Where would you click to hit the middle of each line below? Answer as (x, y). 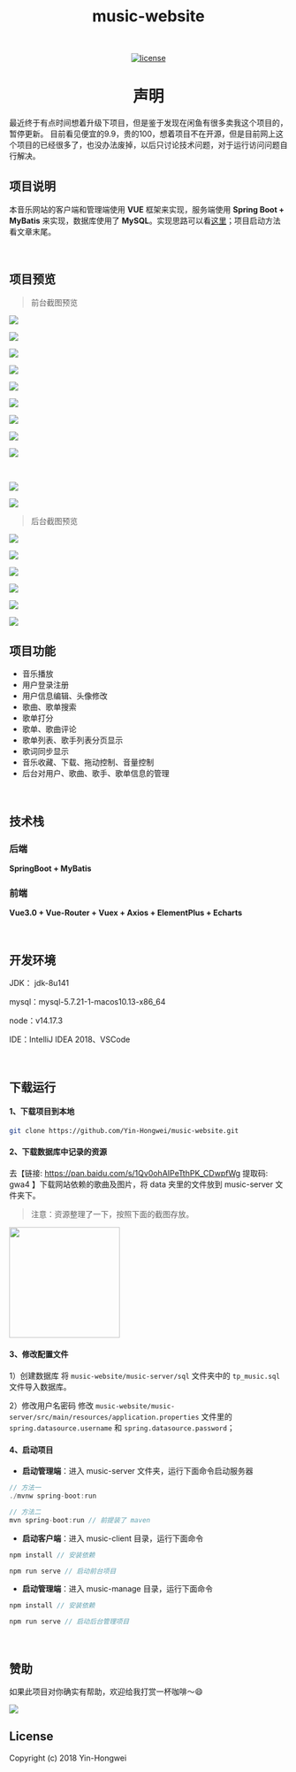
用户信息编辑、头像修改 (65, 696)
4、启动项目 (31, 1450)
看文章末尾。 (32, 231)
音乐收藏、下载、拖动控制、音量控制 (88, 762)
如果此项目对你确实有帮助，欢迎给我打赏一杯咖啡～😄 (106, 1691)
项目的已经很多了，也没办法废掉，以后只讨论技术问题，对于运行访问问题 (148, 144)
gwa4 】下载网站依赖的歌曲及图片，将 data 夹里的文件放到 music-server (141, 1184)
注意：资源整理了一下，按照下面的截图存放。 (112, 1213)
